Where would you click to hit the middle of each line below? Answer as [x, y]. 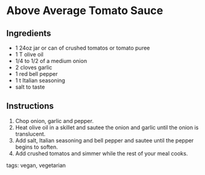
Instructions [30, 106]
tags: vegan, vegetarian [36, 165]
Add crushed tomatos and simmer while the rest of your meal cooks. [102, 153]
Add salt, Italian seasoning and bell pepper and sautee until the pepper [104, 140]
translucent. [30, 134]
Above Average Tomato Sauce [85, 11]
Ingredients [29, 33]
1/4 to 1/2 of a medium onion [51, 61]
